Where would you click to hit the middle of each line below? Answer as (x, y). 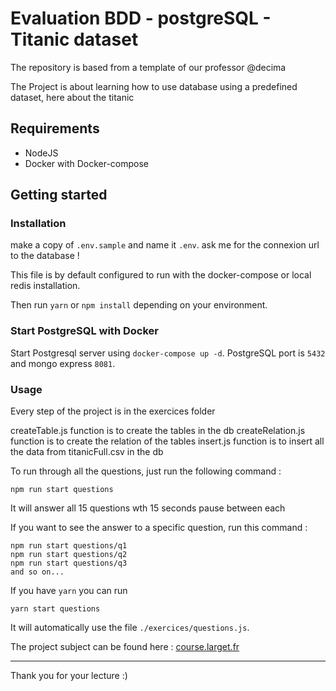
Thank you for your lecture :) (69, 676)
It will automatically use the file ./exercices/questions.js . (130, 628)
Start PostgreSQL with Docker (84, 331)
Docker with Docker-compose (87, 163)
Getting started (59, 195)
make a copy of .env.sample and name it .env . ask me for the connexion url (165, 245)
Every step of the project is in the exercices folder (113, 411)
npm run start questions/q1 (69, 546)
